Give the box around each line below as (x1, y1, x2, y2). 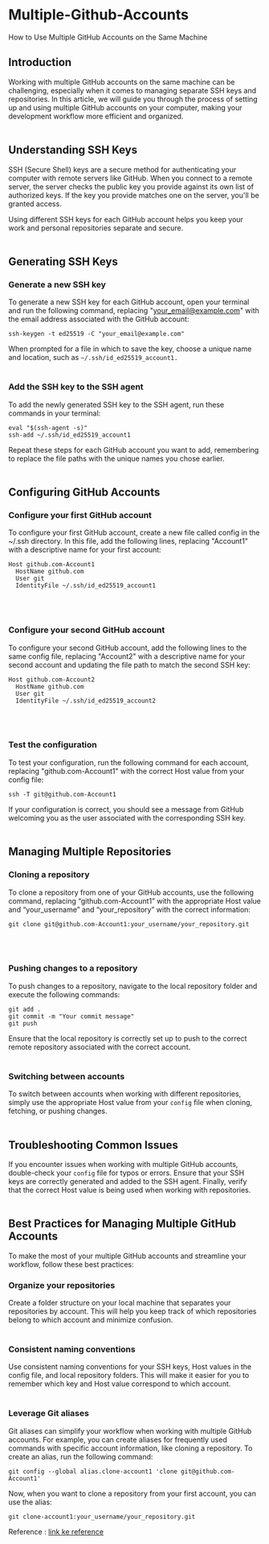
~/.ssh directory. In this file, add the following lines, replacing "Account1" (8, 536, 249, 546)
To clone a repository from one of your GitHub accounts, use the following (8, 888, 255, 897)
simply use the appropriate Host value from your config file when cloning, (8, 1098, 253, 1107)
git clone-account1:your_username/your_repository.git (8, 1513, 196, 1521)
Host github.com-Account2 (8, 675, 95, 684)
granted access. (8, 199, 62, 209)
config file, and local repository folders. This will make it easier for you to (8, 1371, 250, 1380)
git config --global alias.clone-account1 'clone (8, 1467, 178, 1476)
